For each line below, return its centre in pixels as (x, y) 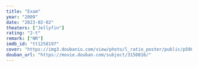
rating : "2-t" (24, 33)
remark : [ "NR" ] (25, 38)
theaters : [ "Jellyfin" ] (35, 28)
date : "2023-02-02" (30, 22)
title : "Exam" (24, 11)
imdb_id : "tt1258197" (33, 44)
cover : (14, 50)
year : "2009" (22, 17)
